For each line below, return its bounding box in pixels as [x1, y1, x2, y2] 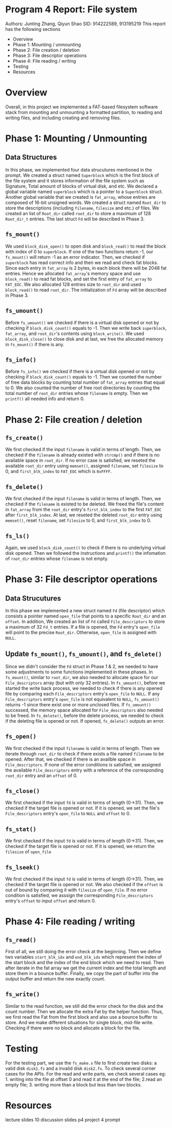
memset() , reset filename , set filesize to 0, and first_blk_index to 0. [5, 517, 152, 523]
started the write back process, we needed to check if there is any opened [5, 685, 163, 691]
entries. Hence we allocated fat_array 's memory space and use [5, 270, 141, 276]
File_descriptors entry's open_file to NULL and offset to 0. [5, 811, 131, 817]
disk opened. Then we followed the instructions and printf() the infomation [5, 550, 166, 556]
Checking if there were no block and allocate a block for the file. [5, 1025, 141, 1031]
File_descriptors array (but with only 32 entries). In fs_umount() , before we [5, 680, 165, 686]
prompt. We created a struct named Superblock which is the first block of [5, 172, 159, 178]
